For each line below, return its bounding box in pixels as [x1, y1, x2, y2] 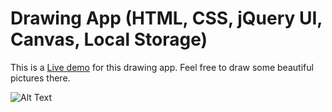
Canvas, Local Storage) [10, 28, 208, 51]
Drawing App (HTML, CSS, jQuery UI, [10, 7, 323, 30]
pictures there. [10, 72, 71, 84]
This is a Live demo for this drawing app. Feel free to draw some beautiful [10, 61, 314, 73]
